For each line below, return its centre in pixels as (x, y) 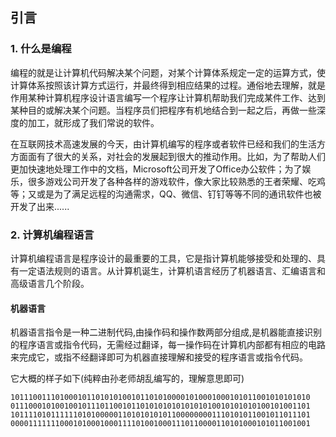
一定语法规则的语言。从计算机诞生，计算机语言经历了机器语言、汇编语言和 (172, 270)
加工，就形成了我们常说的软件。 (93, 122)
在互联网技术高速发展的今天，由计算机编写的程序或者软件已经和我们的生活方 (168, 144)
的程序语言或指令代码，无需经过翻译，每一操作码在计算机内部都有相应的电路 (168, 345)
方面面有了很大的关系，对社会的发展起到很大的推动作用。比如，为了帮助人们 (168, 156)
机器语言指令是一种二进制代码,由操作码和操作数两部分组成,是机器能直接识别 (166, 332)
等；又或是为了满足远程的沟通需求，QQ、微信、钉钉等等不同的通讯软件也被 (166, 194)
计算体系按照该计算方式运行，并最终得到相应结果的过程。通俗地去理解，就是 (168, 85)
